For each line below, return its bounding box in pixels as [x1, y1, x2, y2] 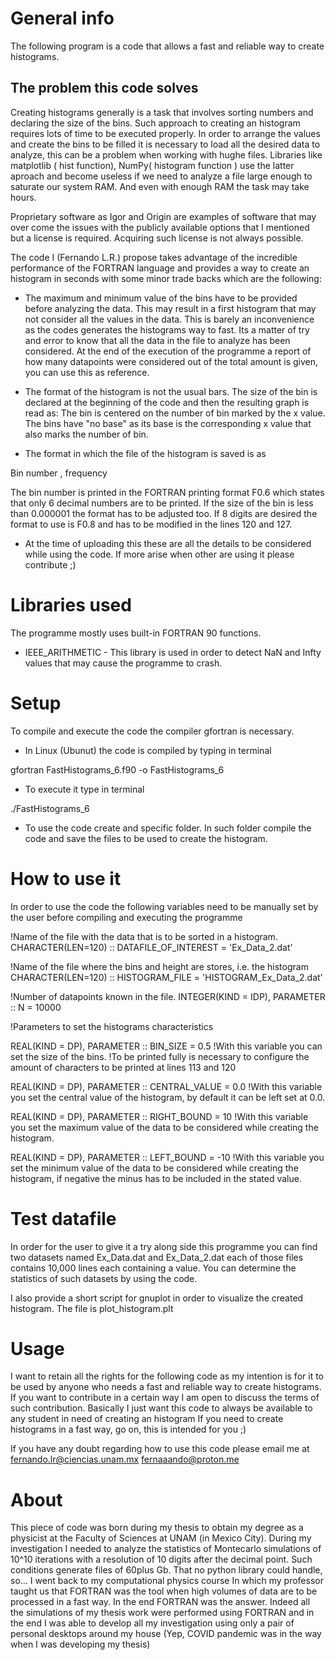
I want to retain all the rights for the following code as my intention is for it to [10, 1370, 324, 1382]
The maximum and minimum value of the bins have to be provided [24, 292, 298, 304]
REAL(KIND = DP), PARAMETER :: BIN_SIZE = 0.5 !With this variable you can [10, 1040, 323, 1052]
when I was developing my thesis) [10, 1638, 151, 1651]
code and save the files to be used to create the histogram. [24, 832, 268, 844]
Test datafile [10, 1207, 117, 1230]
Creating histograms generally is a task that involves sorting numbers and [10, 106, 314, 118]
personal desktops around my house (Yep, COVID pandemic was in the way [10, 1628, 322, 1640]
